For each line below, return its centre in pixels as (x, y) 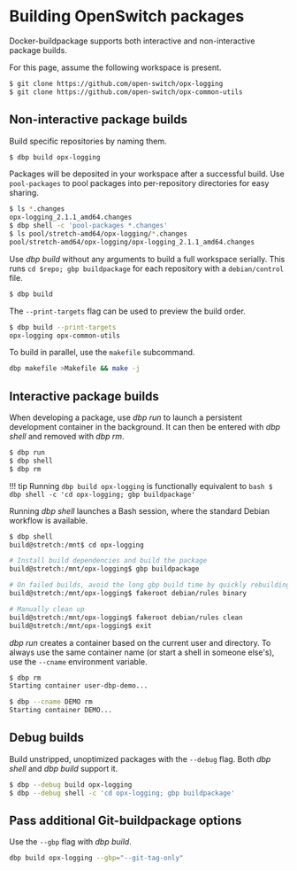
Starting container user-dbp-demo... (79, 686)
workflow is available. (49, 520)
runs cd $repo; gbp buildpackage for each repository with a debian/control (147, 268)
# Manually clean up (47, 609)
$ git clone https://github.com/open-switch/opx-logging (116, 83)
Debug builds (46, 738)
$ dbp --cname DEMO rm (51, 702)
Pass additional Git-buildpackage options (126, 821)
